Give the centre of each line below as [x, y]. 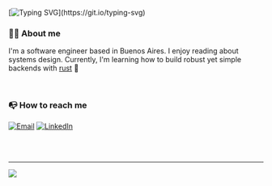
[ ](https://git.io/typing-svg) [77, 13]
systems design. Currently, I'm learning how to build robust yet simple [125, 60]
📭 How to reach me [48, 105]
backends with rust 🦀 [44, 68]
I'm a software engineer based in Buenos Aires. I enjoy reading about [123, 51]
